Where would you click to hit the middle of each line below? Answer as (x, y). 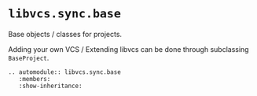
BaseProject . (29, 57)
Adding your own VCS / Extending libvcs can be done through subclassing (128, 49)
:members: (35, 79)
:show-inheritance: (50, 86)
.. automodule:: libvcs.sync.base (65, 72)
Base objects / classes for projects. (65, 34)
